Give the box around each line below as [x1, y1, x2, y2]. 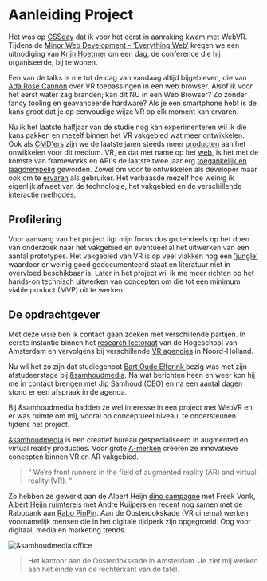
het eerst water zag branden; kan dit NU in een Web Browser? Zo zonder [8, 89, 247, 99]
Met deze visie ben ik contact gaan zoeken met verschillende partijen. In [8, 329, 246, 339]
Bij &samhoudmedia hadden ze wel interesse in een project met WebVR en [8, 402, 253, 412]
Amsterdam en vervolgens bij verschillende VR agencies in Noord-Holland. [8, 346, 253, 355]
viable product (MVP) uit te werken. [8, 285, 125, 294]
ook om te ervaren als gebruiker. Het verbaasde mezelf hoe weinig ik [8, 173, 235, 183]
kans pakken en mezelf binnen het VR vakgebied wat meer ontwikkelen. [8, 130, 245, 140]
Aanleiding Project [8, 6, 134, 24]
